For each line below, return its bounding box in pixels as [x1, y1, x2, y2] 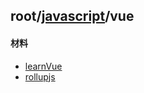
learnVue [24, 60, 63, 72]
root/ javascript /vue [10, 8, 135, 25]
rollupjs [24, 70, 56, 83]
